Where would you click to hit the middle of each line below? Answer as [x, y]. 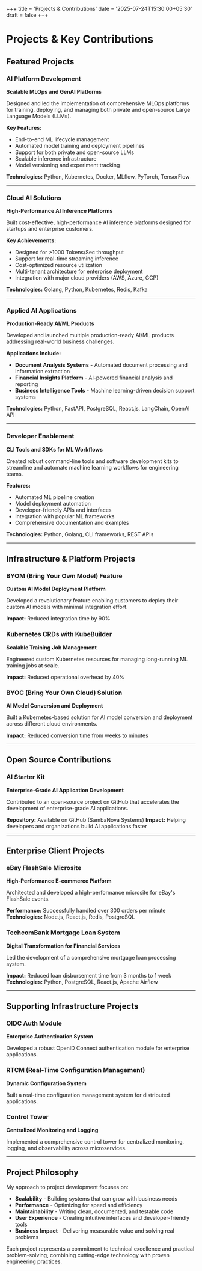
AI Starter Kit [26, 777]
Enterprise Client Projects [55, 851]
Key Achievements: [31, 240]
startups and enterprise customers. [50, 229]
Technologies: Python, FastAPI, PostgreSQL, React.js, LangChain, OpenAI [98, 409]
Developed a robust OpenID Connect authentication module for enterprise [98, 1048]
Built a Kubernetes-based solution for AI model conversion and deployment [99, 717]
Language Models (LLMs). [39, 116]
